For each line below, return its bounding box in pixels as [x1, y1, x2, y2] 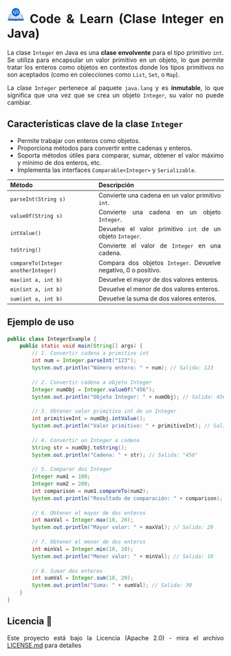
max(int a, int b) [10, 276, 63, 283]
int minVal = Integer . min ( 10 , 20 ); [32, 545, 134, 552]
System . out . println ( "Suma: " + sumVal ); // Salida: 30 [32, 582, 192, 589]
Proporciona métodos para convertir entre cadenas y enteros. [16, 144, 192, 152]
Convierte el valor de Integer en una [98, 241, 221, 250]
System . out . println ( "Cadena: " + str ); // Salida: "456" [32, 451, 198, 459]
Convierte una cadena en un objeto [98, 208, 221, 216]
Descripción [98, 181, 134, 189]
